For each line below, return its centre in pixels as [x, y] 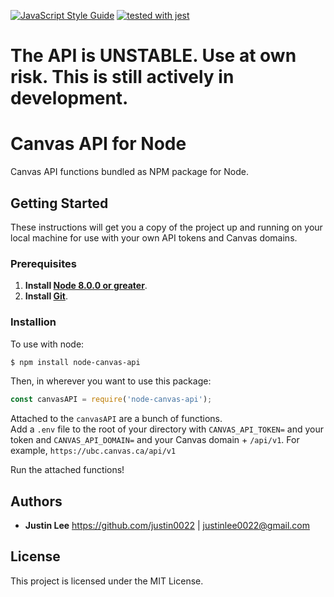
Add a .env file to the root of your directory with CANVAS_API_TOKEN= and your [167, 429]
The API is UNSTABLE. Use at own [153, 56]
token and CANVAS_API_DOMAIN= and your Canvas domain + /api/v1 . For [155, 440]
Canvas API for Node [98, 144]
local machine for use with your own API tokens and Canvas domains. [154, 237]
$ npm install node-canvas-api [75, 362]
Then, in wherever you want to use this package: [111, 381]
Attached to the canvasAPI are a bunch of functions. [116, 419]
